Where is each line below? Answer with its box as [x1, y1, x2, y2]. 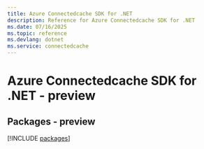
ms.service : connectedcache [7, 43, 89, 50]
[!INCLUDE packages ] [7, 134, 71, 142]
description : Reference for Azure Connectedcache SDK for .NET [7, 17, 196, 24]
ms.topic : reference [7, 29, 68, 37]
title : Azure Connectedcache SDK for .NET [7, 10, 133, 17]
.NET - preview [7, 88, 96, 104]
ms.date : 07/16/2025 [7, 23, 68, 30]
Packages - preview [7, 115, 96, 127]
